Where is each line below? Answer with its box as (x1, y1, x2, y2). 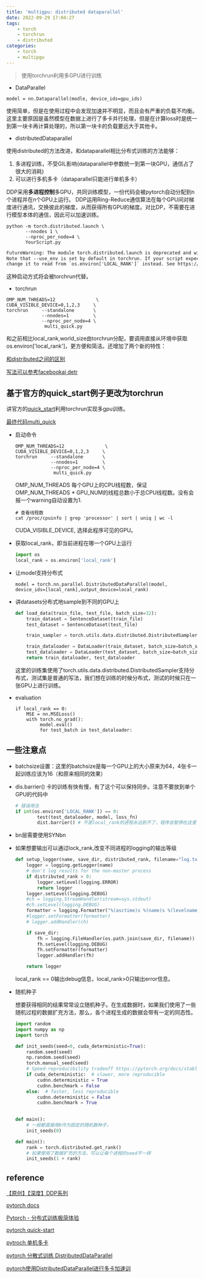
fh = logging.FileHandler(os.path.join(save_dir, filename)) (37, 935, 195, 941)
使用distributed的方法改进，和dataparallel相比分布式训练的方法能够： (6, 147, 180, 154)
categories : (6, 43, 36, 49)
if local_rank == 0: (15, 706, 67, 712)
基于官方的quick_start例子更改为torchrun (6, 388, 164, 398)
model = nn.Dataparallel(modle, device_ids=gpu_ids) (6, 96, 143, 102)
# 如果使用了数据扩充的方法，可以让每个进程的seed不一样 (26, 1150, 151, 1156)
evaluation (15, 693, 41, 701)
